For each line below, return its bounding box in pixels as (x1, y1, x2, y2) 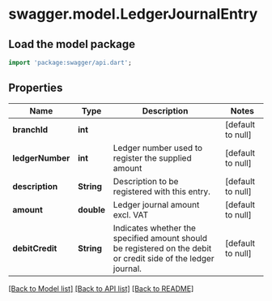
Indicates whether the (113, 222, 197, 234)
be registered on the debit (113, 243, 212, 254)
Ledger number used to (113, 142, 203, 153)
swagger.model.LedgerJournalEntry (8, 5, 258, 24)
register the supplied (113, 152, 192, 163)
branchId (12, 123, 49, 135)
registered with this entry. (113, 186, 210, 197)
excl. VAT (113, 209, 148, 220)
